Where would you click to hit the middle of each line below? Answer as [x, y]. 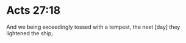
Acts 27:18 [34, 10]
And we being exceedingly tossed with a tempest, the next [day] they [93, 27]
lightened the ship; [30, 33]
